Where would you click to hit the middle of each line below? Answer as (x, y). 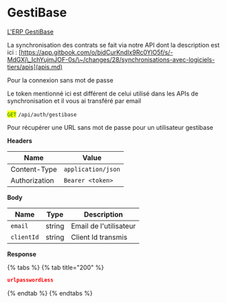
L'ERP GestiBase (30, 32)
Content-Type (34, 169)
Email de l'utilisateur (104, 226)
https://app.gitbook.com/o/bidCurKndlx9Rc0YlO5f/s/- (97, 52)
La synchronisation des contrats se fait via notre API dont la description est (113, 45)
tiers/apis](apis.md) (35, 67)
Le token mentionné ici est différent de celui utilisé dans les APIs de (103, 93)
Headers (20, 141)
